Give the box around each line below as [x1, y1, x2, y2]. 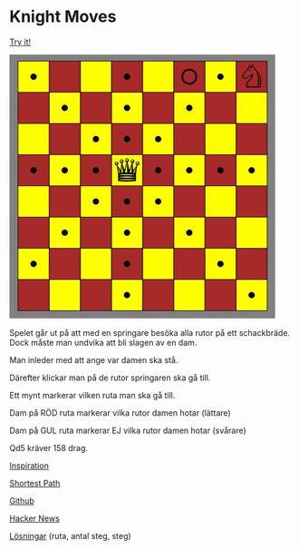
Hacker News [9, 513, 61, 524]
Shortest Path [9, 477, 61, 488]
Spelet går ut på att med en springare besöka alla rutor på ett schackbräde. [9, 327, 291, 338]
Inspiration [9, 460, 50, 471]
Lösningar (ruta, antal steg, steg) [9, 530, 131, 541]
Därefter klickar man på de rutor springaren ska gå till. [9, 372, 211, 383]
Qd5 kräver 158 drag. [9, 442, 89, 453]
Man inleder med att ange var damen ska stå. [9, 354, 178, 365]
